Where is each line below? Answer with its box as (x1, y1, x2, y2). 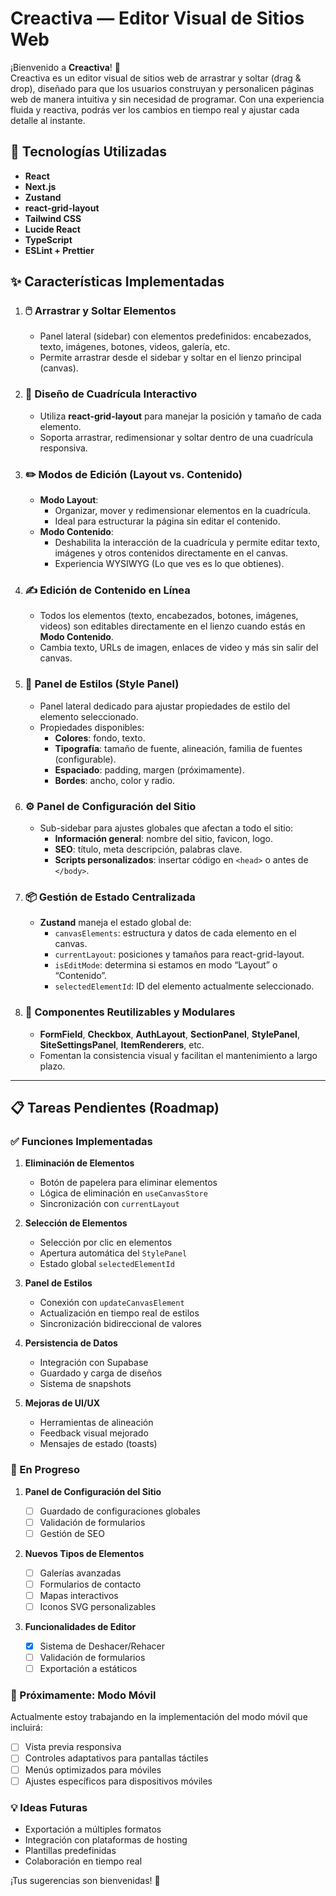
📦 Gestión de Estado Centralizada (24, 890, 196, 904)
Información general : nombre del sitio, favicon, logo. (54, 832, 274, 844)
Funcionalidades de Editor (24, 1620, 137, 1632)
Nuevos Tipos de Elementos (24, 1547, 145, 1559)
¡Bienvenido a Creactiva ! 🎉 (10, 61, 121, 73)
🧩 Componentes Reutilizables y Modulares (24, 1005, 236, 1019)
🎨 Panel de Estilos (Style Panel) (24, 677, 180, 691)
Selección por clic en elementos (39, 1237, 173, 1249)
